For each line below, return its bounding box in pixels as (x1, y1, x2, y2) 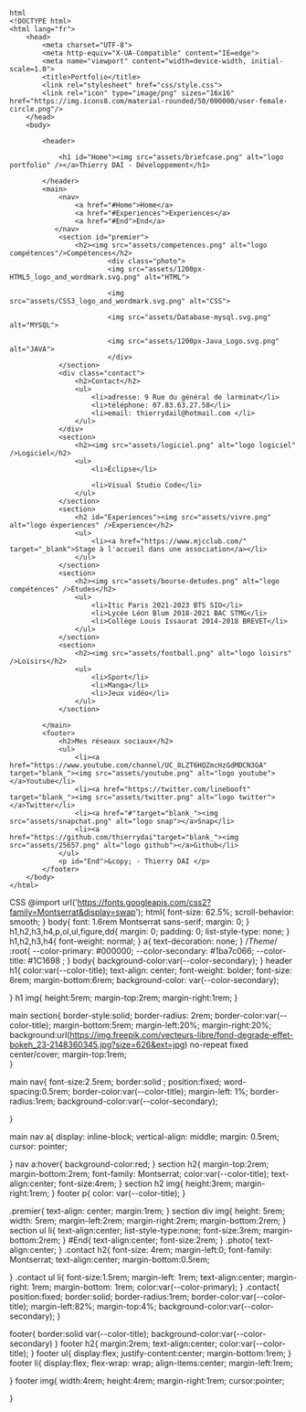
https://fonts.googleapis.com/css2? (77, 897, 212, 907)
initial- (250, 57, 284, 66)
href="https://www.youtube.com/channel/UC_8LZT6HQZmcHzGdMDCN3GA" (9, 761, 268, 770)
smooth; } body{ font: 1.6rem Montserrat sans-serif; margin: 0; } (9, 916, 250, 927)
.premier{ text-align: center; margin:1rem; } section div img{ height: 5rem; (9, 1205, 285, 1216)
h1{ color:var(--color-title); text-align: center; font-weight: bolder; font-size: (9, 965, 292, 976)
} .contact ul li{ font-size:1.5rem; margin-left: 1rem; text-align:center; (9, 1272, 266, 1282)
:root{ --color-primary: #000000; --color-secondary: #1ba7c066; (9, 946, 255, 956)
